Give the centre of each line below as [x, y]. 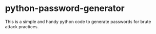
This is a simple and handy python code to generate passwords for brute [78, 22]
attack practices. [22, 26]
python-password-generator [65, 8]
